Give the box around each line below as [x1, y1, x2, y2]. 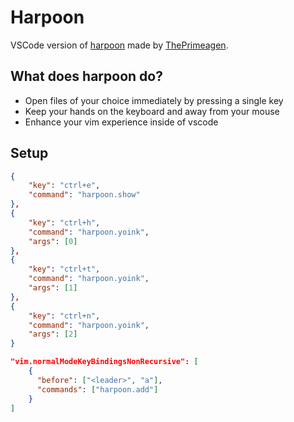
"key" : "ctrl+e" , [28, 181, 101, 191]
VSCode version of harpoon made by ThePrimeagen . [10, 39, 229, 51]
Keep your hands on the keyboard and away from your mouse [24, 105, 280, 117]
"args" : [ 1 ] [28, 283, 78, 293]
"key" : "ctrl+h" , [28, 217, 101, 228]
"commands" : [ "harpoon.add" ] [36, 384, 159, 395]
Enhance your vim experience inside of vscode [24, 116, 219, 128]
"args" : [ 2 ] [28, 329, 78, 340]
